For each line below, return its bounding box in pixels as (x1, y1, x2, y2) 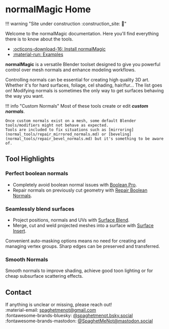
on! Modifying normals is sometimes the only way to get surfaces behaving (5, 87, 164, 93)
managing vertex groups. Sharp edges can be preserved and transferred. (5, 243, 160, 249)
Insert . (12, 228, 27, 234)
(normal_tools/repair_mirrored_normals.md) (5, 132, 100, 137)
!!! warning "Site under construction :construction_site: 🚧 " (5, 20, 127, 27)
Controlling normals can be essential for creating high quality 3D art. (5, 76, 150, 83)
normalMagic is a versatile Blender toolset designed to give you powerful (5, 61, 160, 67)
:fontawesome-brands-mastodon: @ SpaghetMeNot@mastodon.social (5, 318, 153, 324)
